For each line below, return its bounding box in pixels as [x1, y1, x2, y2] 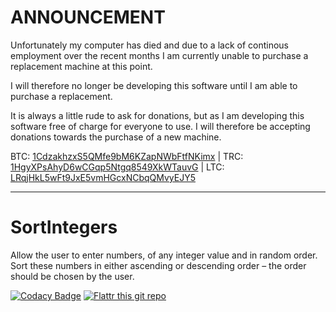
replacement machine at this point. [10, 60, 153, 72]
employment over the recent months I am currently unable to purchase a [10, 49, 309, 61]
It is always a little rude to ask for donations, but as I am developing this [10, 109, 305, 121]
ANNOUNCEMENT [10, 6, 166, 29]
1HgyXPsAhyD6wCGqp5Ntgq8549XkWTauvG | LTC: [10, 161, 225, 173]
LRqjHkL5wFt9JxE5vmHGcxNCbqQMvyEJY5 [10, 171, 196, 183]
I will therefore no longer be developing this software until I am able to [10, 79, 298, 91]
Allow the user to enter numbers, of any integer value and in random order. [10, 249, 318, 261]
